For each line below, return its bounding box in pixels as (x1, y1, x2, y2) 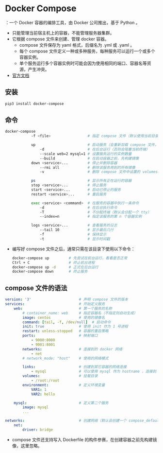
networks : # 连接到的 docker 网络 (22, 347, 123, 351)
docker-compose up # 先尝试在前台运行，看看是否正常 (12, 256, 128, 261)
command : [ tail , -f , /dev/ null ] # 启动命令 (22, 319, 111, 325)
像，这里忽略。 (12, 443, 42, 449)
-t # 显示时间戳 (39, 236, 110, 241)
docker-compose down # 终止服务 (12, 269, 88, 274)
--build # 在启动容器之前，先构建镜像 (39, 156, 139, 161)
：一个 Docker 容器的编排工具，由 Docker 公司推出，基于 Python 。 (5, 19, 140, 25)
